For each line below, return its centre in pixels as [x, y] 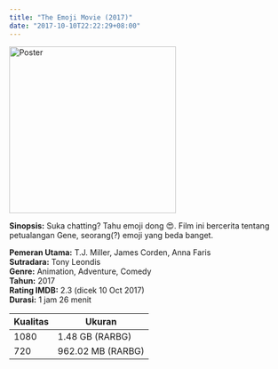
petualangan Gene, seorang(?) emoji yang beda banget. [111, 235]
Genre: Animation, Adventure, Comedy [80, 271]
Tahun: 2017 [32, 280]
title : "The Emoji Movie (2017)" [71, 17]
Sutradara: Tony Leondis [55, 261]
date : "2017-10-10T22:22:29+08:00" [75, 26]
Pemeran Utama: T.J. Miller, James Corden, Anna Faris [110, 252]
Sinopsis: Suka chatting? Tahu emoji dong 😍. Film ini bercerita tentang [139, 225]
